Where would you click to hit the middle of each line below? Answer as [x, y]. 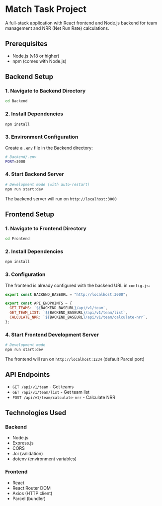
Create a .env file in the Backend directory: [49, 148]
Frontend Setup [30, 214]
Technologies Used [36, 413]
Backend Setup [29, 77]
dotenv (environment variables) [44, 459]
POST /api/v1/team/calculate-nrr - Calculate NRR [64, 397]
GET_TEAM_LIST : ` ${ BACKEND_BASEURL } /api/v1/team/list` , [69, 313]
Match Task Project [46, 9]
